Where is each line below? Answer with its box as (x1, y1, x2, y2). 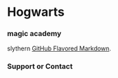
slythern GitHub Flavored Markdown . (7, 44, 112, 52)
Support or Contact (7, 61, 73, 71)
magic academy (7, 29, 62, 39)
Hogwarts (7, 4, 65, 20)
